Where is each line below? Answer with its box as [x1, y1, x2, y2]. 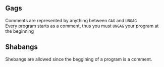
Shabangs [5, 43, 38, 51]
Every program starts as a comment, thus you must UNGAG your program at [5, 23, 159, 29]
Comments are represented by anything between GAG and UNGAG [5, 17, 137, 23]
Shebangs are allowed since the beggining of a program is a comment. [5, 56, 152, 62]
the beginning [5, 28, 34, 34]
